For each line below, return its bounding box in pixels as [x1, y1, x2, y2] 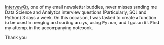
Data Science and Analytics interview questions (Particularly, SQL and [5, 9, 147, 15]
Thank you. [5, 34, 28, 40]
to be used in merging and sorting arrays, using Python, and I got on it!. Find [5, 20, 160, 25]
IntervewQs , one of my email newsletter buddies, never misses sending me [5, 4, 157, 10]
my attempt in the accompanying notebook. [5, 25, 93, 31]
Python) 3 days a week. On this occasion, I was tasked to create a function [5, 15, 156, 20]
